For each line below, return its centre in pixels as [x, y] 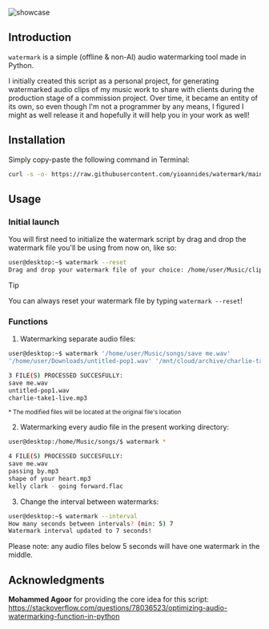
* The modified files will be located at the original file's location [95, 413]
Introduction [40, 37]
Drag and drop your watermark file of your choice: [96, 270]
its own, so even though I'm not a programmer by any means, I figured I [126, 106]
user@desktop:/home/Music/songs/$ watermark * [87, 442]
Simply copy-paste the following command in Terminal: [99, 159]
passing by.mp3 [34, 472]
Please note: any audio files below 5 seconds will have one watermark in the [134, 546]
